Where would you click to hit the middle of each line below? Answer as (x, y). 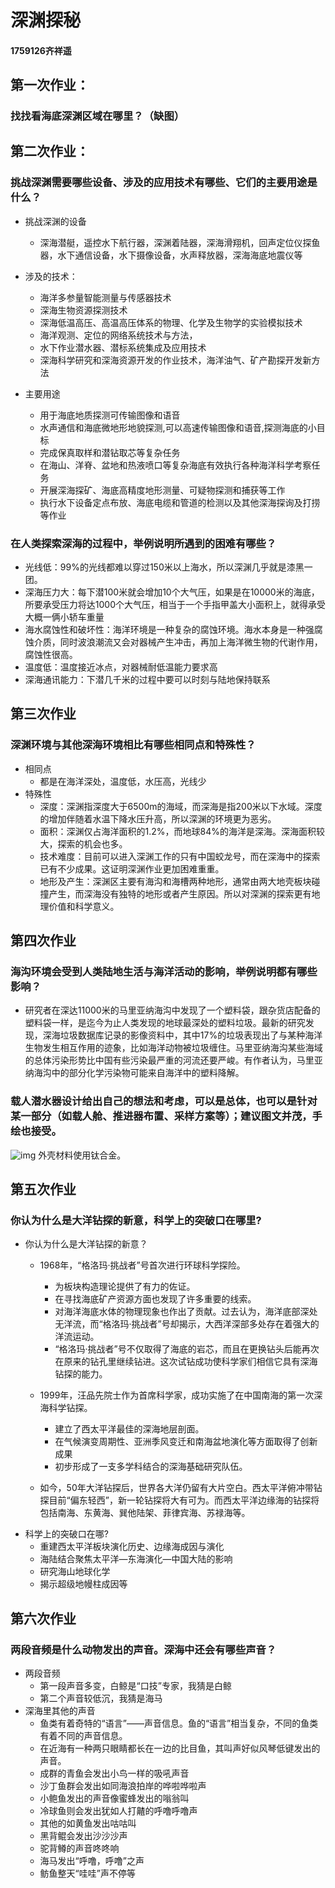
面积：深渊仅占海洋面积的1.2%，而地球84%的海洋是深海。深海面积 (178, 831)
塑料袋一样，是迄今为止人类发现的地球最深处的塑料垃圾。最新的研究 (165, 1023)
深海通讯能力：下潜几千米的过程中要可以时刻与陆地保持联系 (147, 680)
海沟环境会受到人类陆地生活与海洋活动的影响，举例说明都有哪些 (164, 972)
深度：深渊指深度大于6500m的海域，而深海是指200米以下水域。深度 (181, 806)
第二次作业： (50, 151)
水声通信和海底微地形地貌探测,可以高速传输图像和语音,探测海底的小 (178, 427)
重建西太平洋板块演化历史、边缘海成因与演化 (132, 1547)
